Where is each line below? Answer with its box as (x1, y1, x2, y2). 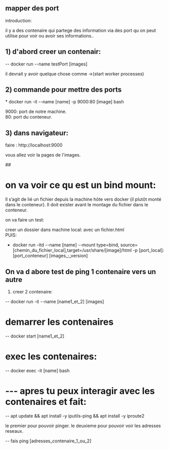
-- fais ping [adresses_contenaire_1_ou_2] (5, 438, 92, 444)
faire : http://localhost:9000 (5, 142, 63, 148)
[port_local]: (139, 247, 164, 253)
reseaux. (5, 428, 24, 434)
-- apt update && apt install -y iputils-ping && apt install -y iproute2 (5, 413, 145, 419)
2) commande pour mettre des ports (5, 86, 122, 94)
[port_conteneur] (12, 253, 48, 259)
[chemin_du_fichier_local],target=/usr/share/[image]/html (12, 247, 132, 253)
